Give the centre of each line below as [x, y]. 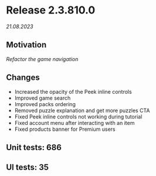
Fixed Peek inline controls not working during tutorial [78, 116]
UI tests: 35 [27, 167]
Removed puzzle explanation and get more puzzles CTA [82, 110]
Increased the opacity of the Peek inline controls [73, 92]
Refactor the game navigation [42, 59]
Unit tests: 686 [34, 147]
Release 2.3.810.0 [51, 10]
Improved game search [43, 98]
